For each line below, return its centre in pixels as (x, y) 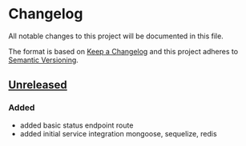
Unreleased (38, 85)
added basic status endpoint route (77, 125)
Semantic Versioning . (43, 60)
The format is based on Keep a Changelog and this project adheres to (123, 51)
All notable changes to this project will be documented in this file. (116, 36)
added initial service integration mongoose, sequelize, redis (119, 133)
